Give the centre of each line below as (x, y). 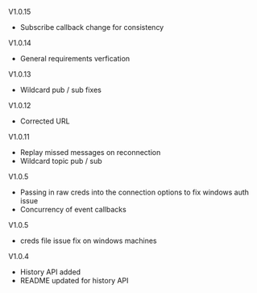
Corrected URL (45, 121)
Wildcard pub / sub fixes (61, 90)
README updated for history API (74, 280)
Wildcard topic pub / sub (61, 161)
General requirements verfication (75, 59)
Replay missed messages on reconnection (90, 152)
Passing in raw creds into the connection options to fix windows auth (135, 192)
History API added (50, 272)
